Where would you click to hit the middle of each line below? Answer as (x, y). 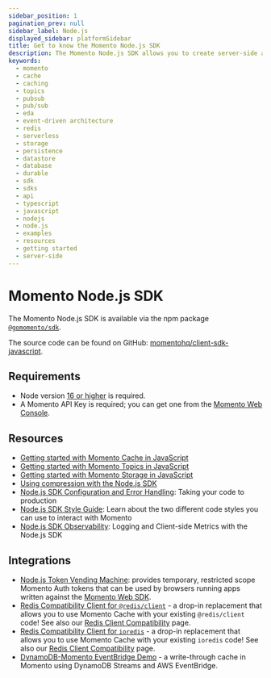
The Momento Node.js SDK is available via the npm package (109, 318)
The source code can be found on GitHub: (79, 342)
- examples (34, 234)
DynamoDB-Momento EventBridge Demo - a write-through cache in (133, 657)
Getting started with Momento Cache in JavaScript (104, 458)
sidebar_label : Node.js (48, 31)
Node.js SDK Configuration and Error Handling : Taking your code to (132, 492)
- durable (32, 174)
